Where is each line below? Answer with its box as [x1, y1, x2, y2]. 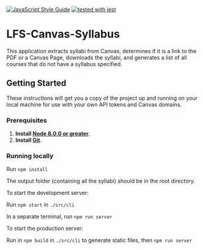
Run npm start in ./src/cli [6, 201, 75, 208]
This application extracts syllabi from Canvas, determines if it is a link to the [6, 47, 197, 54]
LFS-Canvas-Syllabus [6, 28, 120, 41]
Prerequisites [6, 116, 47, 125]
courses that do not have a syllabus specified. [6, 60, 122, 67]
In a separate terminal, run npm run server [6, 213, 113, 220]
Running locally [6, 152, 54, 160]
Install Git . [15, 136, 42, 144]
